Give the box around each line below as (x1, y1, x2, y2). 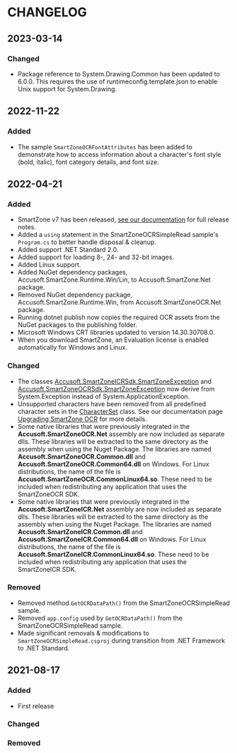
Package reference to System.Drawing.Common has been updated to (17, 69, 221, 78)
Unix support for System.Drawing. (17, 84, 117, 93)
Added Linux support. (17, 260, 81, 269)
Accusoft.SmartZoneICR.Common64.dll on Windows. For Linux (17, 535, 207, 544)
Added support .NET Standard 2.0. (17, 246, 119, 254)
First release (17, 701, 54, 710)
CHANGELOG (7, 4, 87, 21)
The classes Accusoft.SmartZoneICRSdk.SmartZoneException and (17, 376, 212, 386)
